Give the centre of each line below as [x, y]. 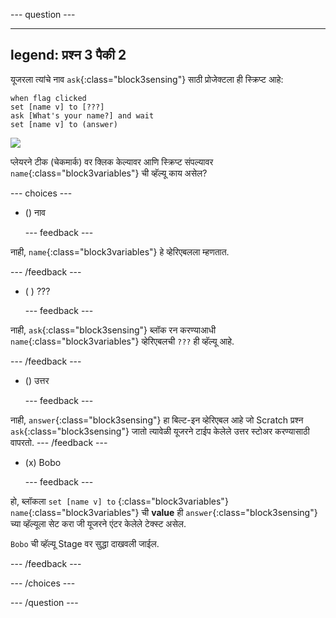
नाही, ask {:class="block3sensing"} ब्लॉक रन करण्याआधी [113, 330]
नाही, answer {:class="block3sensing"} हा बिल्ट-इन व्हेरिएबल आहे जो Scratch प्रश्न [157, 420]
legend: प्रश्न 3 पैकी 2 [68, 55]
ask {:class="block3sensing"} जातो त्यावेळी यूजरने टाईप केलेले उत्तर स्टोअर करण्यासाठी [160, 431]
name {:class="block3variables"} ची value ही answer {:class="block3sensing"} [164, 512]
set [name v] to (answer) [64, 124]
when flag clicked [48, 98]
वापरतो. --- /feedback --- [59, 442]
